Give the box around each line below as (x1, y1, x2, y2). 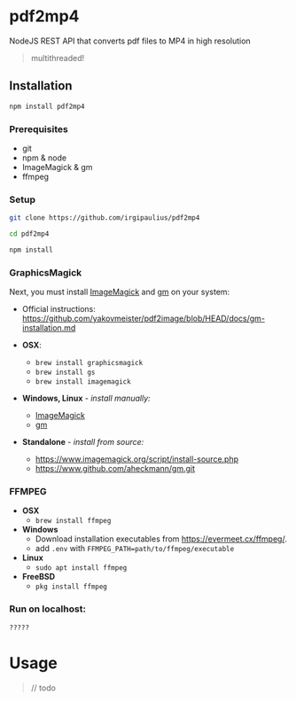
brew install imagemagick (35, 378, 131, 386)
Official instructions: (21, 304, 96, 315)
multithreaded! (30, 52, 85, 63)
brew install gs (35, 368, 96, 378)
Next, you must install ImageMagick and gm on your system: (9, 286, 230, 298)
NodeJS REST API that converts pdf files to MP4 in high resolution (9, 35, 251, 46)
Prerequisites (9, 122, 68, 135)
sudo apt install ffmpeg (35, 564, 128, 572)
